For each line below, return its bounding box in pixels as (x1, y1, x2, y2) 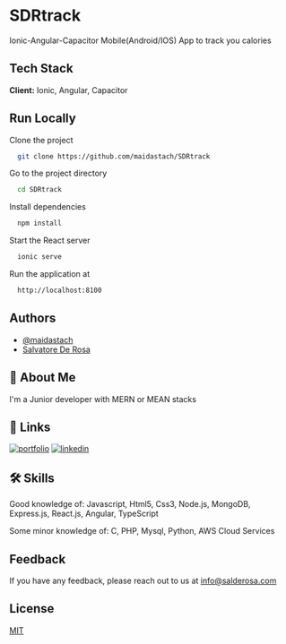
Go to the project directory (9, 167, 108, 179)
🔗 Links (9, 419, 51, 434)
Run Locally (9, 111, 76, 126)
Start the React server (9, 235, 91, 246)
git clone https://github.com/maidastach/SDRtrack (17, 151, 211, 161)
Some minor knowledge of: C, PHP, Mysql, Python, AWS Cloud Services (9, 526, 275, 537)
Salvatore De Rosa (22, 344, 91, 355)
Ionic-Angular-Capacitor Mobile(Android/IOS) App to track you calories (9, 35, 272, 46)
